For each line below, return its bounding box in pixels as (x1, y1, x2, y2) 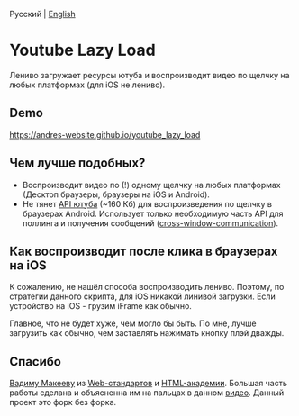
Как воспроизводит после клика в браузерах (9, 243, 278, 258)
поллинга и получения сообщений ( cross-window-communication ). (22, 217, 279, 229)
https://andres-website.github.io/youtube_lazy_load (9, 129, 201, 140)
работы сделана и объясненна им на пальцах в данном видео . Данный (9, 387, 285, 398)
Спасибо (9, 354, 61, 369)
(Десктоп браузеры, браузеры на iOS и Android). (22, 189, 210, 200)
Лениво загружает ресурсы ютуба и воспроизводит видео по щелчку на (9, 69, 290, 80)
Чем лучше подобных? (9, 156, 146, 171)
